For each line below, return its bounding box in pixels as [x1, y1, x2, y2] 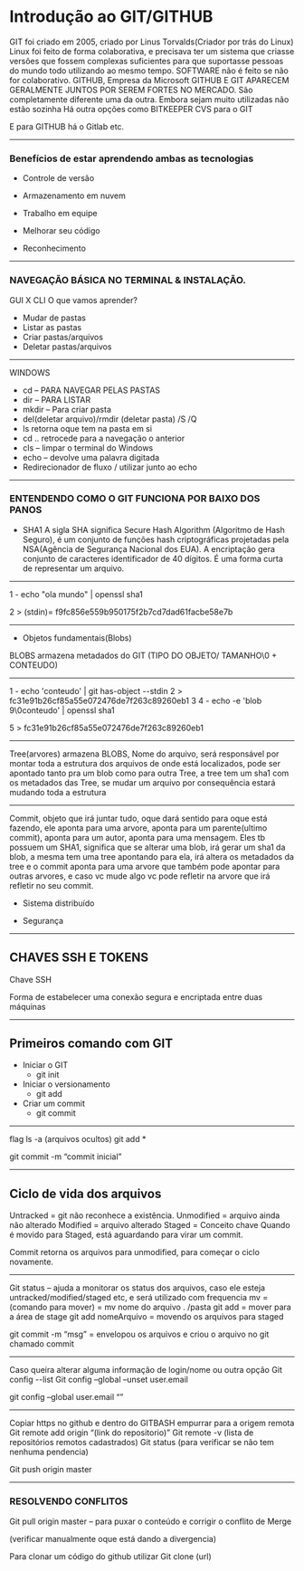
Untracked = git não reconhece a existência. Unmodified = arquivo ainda [9, 1210, 280, 1221]
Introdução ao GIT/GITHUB [9, 6, 214, 27]
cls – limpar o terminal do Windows [22, 442, 154, 453]
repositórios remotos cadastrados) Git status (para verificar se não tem [9, 1437, 274, 1448]
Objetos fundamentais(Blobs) [22, 632, 133, 643]
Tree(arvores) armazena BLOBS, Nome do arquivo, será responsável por [9, 748, 280, 759]
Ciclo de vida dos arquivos [9, 1185, 162, 1201]
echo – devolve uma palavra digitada [22, 452, 160, 462]
